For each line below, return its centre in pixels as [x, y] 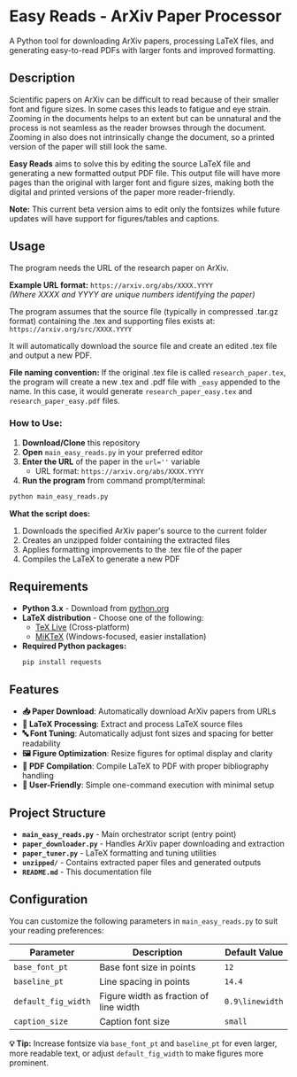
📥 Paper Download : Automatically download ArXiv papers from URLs [149, 711]
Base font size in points [148, 967]
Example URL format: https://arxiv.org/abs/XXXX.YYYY [111, 284]
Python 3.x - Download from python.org [95, 608]
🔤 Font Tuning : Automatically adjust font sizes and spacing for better [148, 733]
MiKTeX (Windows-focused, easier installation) [121, 636]
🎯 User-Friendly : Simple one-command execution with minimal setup [148, 785]
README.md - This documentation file [87, 872]
